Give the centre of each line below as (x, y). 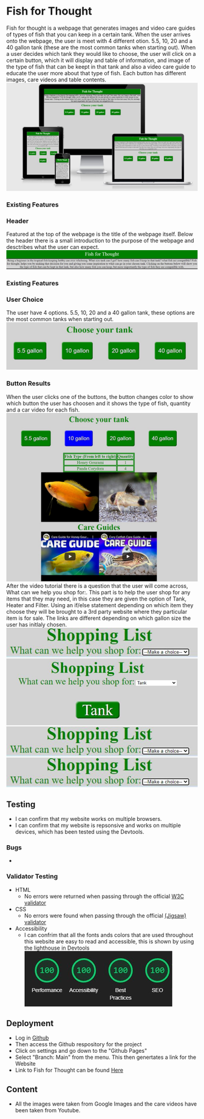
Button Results (29, 384)
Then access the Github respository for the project (78, 1044)
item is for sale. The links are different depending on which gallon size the (99, 618)
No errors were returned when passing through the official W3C (104, 896)
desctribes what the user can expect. (53, 247)
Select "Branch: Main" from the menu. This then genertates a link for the (105, 1057)
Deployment (30, 1023)
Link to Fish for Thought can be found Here (69, 1070)
